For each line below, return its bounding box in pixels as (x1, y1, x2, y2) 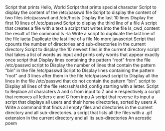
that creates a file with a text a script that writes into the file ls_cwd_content (5, 25, 160, 31)
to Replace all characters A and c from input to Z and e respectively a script (5, 89, 161, 94)
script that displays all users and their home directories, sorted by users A (5, 99, 157, 105)
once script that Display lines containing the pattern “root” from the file (5, 57, 151, 63)
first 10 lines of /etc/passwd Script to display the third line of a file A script (5, 20, 157, 26)
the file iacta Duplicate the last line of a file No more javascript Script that (5, 36, 156, 42)
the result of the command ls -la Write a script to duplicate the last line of (5, 31, 156, 36)
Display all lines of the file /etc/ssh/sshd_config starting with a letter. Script (5, 83, 159, 89)
